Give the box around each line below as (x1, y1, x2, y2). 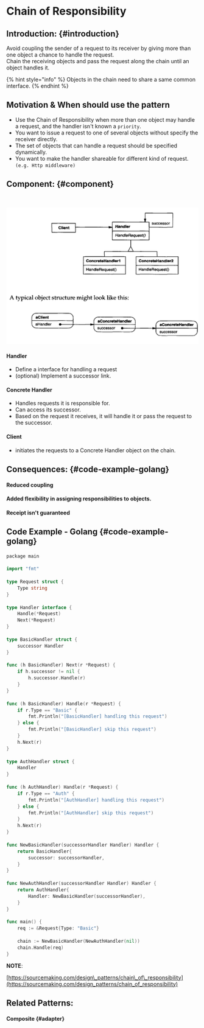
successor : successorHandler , (28, 855, 105, 861)
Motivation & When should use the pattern (6, 100, 171, 110)
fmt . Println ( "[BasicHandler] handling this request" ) (28, 713, 167, 719)
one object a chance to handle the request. (6, 51, 114, 58)
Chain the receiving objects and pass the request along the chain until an (6, 58, 190, 65)
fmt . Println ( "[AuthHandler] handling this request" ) (28, 797, 165, 803)
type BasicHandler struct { (6, 636, 78, 643)
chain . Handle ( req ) (17, 945, 64, 951)
